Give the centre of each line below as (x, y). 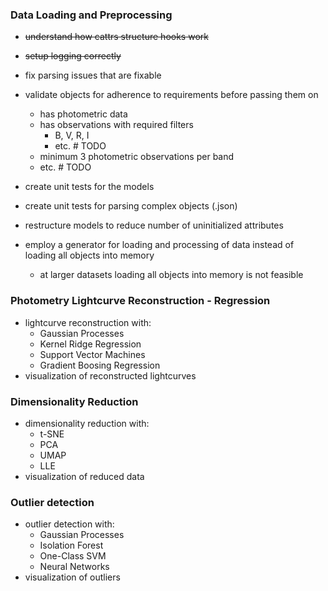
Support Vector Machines (92, 354)
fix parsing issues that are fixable (93, 75)
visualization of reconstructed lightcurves (110, 375)
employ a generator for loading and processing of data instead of (159, 245)
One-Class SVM (73, 556)
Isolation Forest (71, 545)
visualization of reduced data (84, 476)
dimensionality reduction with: (87, 423)
